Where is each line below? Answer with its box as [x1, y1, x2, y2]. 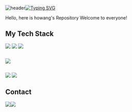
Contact [5, 87, 32, 97]
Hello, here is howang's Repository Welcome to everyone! [5, 15, 127, 20]
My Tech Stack [5, 30, 54, 38]
